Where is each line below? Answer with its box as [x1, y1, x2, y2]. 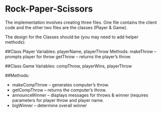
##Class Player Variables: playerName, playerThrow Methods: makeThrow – [5, 48, 157, 54]
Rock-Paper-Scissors [5, 3, 93, 15]
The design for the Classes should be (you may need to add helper [5, 34, 139, 40]
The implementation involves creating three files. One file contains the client [5, 19, 157, 25]
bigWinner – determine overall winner [12, 102, 87, 108]
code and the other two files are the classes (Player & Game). [5, 24, 128, 30]
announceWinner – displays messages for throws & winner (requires [12, 92, 148, 98]
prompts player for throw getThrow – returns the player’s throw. [5, 53, 132, 59]
